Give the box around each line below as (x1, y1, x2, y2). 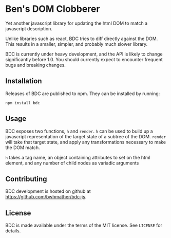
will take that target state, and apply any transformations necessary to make (5, 139, 166, 145)
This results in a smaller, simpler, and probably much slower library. (5, 41, 148, 47)
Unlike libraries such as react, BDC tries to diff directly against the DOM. (5, 35, 158, 42)
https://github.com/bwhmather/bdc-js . (5, 194, 87, 200)
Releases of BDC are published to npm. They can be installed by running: (5, 90, 160, 97)
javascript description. (5, 25, 53, 31)
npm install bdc (5, 100, 40, 105)
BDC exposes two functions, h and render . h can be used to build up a (5, 128, 153, 134)
